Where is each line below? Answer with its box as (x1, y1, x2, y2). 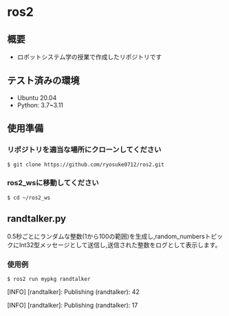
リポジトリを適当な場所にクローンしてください (7, 145, 162, 155)
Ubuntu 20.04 (17, 94, 57, 102)
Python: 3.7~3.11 (17, 101, 64, 109)
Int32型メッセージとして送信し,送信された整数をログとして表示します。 (19, 240, 221, 249)
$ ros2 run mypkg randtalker (7, 275, 91, 282)
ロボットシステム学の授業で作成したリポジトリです (17, 53, 162, 61)
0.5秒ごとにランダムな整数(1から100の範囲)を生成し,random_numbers (7, 232, 205, 240)
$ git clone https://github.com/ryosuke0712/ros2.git (7, 161, 165, 168)
